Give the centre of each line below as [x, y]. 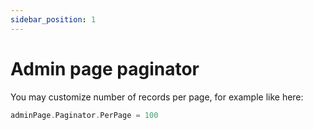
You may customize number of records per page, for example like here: [157, 97]
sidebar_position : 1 [53, 19]
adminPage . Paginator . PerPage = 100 [84, 115]
